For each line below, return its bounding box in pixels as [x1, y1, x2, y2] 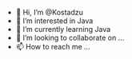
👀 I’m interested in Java [15, 16, 94, 26]
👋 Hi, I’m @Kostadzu [15, 8, 84, 17]
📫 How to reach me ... [15, 42, 90, 51]
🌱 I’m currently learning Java [15, 25, 111, 33]
